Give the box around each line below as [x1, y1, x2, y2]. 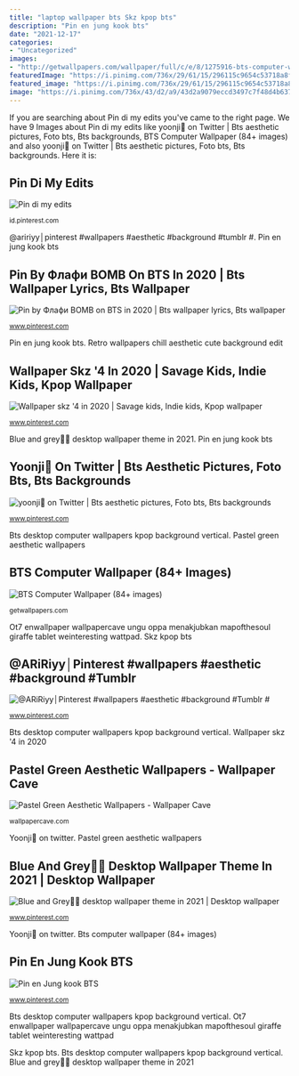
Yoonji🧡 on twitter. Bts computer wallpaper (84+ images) [9, 929, 217, 939]
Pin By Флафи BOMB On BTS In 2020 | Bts [9, 267, 246, 282]
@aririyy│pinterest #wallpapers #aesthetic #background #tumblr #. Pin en [9, 232, 282, 243]
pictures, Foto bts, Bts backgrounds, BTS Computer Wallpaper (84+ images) [9, 131, 288, 142]
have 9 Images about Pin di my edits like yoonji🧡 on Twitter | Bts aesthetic [9, 121, 279, 132]
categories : [9, 37, 53, 47]
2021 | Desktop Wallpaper [9, 872, 156, 887]
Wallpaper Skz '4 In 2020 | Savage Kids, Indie [9, 363, 267, 378]
